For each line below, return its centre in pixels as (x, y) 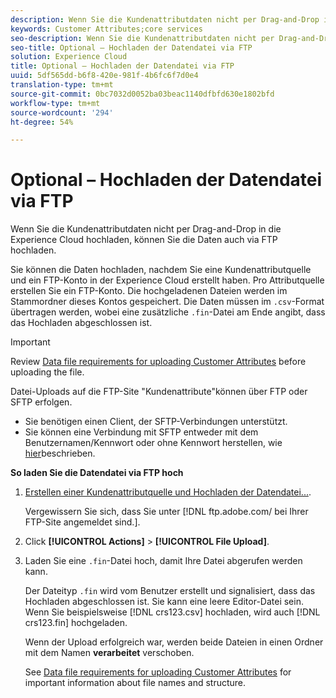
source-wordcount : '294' (62, 112)
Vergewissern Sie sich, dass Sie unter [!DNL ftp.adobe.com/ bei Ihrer (166, 512)
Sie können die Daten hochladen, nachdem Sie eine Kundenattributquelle (161, 270)
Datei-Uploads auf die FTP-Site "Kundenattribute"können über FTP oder (159, 392)
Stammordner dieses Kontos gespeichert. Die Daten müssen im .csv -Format (167, 302)
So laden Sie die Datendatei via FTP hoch (97, 473)
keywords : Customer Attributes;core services (106, 29)
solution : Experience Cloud (69, 57)
